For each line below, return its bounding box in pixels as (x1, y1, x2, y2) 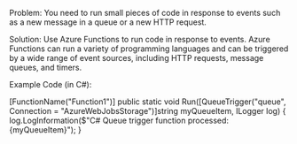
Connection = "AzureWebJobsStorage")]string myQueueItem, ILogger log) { (9, 106, 286, 116)
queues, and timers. (9, 62, 82, 72)
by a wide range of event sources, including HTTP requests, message (9, 53, 264, 63)
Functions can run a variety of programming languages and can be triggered (9, 43, 289, 54)
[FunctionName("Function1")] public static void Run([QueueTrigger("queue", (9, 96, 286, 107)
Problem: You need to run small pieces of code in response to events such (9, 8, 281, 18)
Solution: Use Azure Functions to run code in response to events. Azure (9, 34, 270, 44)
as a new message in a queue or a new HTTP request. (9, 17, 207, 27)
